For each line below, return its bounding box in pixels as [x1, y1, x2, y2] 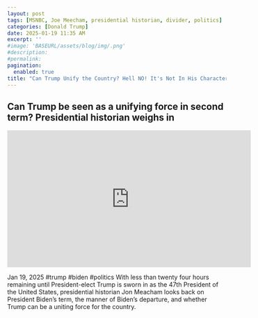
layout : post [7, 10, 45, 17]
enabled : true [13, 68, 54, 75]
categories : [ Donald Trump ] [7, 23, 89, 30]
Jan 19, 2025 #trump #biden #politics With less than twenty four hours [7, 273, 210, 282]
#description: [7, 49, 49, 56]
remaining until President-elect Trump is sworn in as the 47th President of [7, 280, 219, 289]
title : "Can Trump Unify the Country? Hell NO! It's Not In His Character [7, 74, 229, 82]
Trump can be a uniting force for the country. [7, 303, 136, 311]
